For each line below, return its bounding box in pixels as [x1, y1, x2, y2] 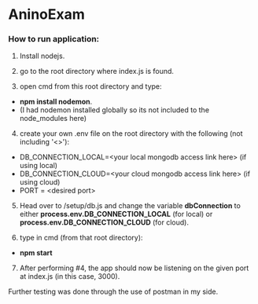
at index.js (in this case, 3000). [19, 272, 120, 281]
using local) [19, 161, 57, 170]
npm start [19, 248, 53, 258]
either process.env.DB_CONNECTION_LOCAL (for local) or [19, 210, 213, 219]
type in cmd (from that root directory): [19, 233, 143, 243]
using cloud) [19, 178, 61, 187]
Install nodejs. [19, 51, 65, 60]
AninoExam [8, 5, 85, 24]
